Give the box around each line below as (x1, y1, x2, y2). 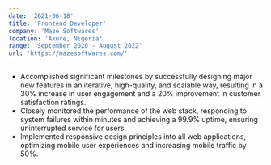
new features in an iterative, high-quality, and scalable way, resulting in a (19, 80, 264, 90)
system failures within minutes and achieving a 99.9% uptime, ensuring (19, 115, 259, 124)
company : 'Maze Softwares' (8, 27, 100, 35)
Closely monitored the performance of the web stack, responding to (19, 106, 248, 116)
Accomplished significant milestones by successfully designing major (19, 72, 252, 81)
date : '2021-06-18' (8, 11, 74, 20)
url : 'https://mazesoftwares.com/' (8, 49, 129, 57)
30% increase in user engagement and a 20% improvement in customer (19, 89, 261, 98)
